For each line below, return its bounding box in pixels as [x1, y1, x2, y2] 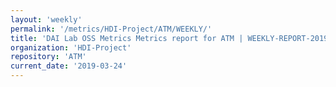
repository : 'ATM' [10, 52, 87, 62]
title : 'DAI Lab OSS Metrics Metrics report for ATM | [10, 33, 244, 43]
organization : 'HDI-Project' [10, 42, 132, 53]
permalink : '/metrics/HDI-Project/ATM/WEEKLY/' [10, 24, 213, 34]
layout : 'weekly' [10, 14, 83, 25]
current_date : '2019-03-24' [10, 61, 128, 71]
